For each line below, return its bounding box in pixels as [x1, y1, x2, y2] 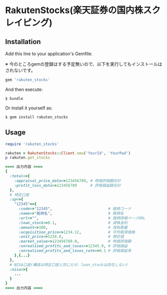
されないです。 [5, 67, 36, 73]
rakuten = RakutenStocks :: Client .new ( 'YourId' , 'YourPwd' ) [5, 151, 131, 156]
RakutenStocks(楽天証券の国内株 [5, 5, 143, 16]
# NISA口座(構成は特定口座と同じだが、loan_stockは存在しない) [9, 262, 128, 267]
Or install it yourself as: [5, 105, 52, 111]
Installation [5, 37, 41, 46]
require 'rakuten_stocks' [5, 141, 59, 146]
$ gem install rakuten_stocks [5, 114, 68, 119]
